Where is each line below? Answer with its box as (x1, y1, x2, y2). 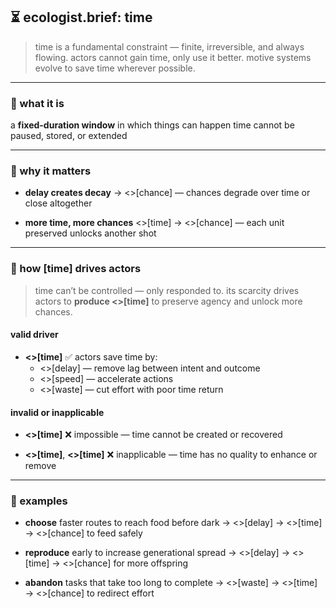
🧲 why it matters (10, 164, 92, 178)
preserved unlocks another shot (24, 227, 157, 239)
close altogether (24, 197, 93, 209)
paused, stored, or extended (10, 130, 128, 142)
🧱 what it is (10, 96, 65, 110)
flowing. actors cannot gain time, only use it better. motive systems (34, 51, 312, 63)
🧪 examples (10, 494, 68, 508)
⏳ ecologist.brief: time (10, 9, 153, 26)
